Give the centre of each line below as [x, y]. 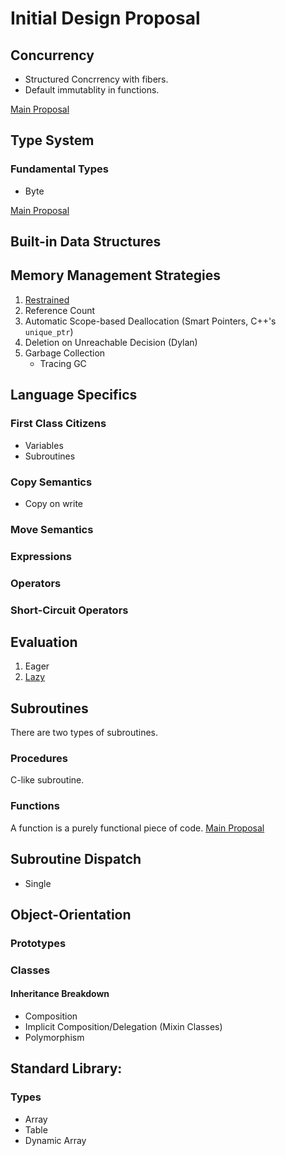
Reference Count [60, 310]
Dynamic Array [55, 1140]
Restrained [47, 299]
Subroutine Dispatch [76, 859]
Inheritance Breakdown [60, 994]
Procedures [39, 759]
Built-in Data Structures [86, 242]
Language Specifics [74, 395]
